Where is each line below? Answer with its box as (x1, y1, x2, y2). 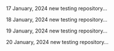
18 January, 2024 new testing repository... (6, 16, 108, 23)
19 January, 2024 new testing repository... (6, 27, 108, 34)
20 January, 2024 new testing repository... (6, 39, 109, 45)
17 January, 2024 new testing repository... (6, 5, 108, 12)
